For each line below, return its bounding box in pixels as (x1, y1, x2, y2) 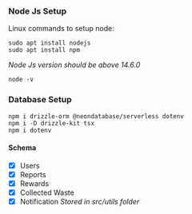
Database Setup (8, 94, 72, 105)
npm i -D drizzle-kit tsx (8, 119, 94, 127)
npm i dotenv (8, 126, 52, 134)
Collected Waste (19, 188, 74, 197)
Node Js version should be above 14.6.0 (8, 60, 141, 69)
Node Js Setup (8, 6, 66, 17)
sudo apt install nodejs (8, 39, 91, 47)
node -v (8, 76, 34, 84)
